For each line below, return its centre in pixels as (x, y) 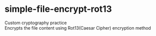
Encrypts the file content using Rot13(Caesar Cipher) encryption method (78, 28)
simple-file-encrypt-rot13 (58, 9)
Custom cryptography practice (36, 23)
